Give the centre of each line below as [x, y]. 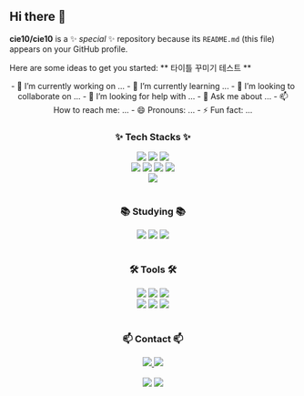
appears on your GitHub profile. [69, 49]
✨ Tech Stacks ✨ [153, 137]
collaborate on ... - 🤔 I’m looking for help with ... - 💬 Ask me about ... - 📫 [153, 96]
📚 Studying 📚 [153, 212]
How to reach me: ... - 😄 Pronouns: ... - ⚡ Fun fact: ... [153, 109]
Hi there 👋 [38, 17]
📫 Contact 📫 [153, 339]
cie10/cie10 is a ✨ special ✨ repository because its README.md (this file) [142, 38]
